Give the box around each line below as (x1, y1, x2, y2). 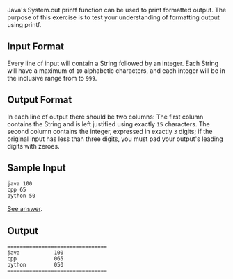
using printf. (7, 21, 42, 28)
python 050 (7, 262, 64, 269)
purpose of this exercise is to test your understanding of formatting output (7, 13, 220, 22)
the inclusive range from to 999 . (7, 74, 97, 82)
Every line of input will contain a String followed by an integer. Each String (7, 59, 219, 67)
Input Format (7, 41, 65, 53)
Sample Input (7, 162, 66, 174)
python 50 (7, 192, 36, 200)
